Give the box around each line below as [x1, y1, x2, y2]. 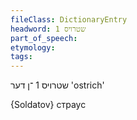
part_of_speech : [10, 33, 78, 43]
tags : [10, 52, 33, 62]
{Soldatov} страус [10, 99, 87, 111]
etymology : [10, 42, 56, 53]
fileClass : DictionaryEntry [10, 14, 128, 25]
